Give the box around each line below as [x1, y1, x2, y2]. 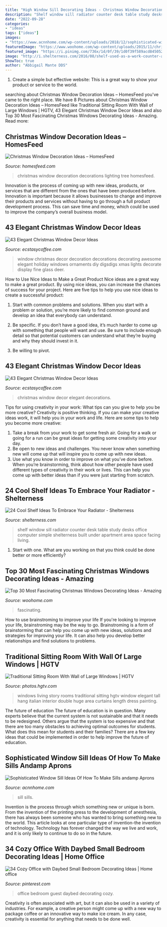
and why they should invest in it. [12, 337, 79, 344]
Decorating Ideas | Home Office [5, 853, 105, 861]
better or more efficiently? [12, 552, 66, 558]
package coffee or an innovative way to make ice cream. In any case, [5, 911, 147, 917]
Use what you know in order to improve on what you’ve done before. [12, 456, 153, 462]
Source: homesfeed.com [5, 163, 56, 169]
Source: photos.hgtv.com [5, 683, 57, 689]
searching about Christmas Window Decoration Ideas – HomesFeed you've [5, 92, 159, 98]
